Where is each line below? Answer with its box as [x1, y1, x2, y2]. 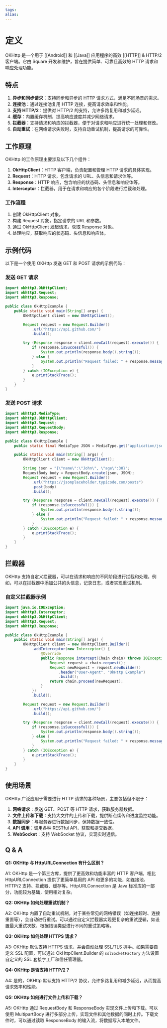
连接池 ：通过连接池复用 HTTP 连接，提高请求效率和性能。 [12, 101, 132, 107]
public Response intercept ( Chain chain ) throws [40, 656, 141, 661]
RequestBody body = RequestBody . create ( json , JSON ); [23, 470, 135, 476]
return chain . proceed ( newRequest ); [49, 679, 123, 684]
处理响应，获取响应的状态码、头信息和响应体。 [12, 230, 108, 236]
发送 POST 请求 [5, 399, 42, 406]
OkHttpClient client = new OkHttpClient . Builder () [23, 642, 130, 647]
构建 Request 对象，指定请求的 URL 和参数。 [12, 218, 104, 224]
